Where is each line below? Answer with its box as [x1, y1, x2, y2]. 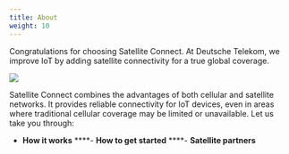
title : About [9, 12, 58, 22]
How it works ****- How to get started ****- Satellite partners [21, 134, 257, 145]
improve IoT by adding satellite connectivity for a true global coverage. [9, 55, 270, 66]
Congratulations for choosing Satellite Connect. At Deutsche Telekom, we [9, 45, 280, 56]
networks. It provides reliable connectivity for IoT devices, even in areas [9, 99, 275, 109]
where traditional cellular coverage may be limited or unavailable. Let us [9, 108, 275, 118]
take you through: [9, 118, 74, 128]
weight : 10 [9, 21, 50, 30]
